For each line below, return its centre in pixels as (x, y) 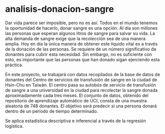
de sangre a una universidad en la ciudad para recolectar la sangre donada (82, 90)
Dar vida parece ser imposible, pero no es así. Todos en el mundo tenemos (82, 23)
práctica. (14, 65)
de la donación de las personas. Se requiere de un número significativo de (81, 49)
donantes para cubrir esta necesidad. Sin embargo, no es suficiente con (79, 54)
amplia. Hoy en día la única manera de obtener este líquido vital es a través (82, 44)
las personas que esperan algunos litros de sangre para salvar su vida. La (80, 33)
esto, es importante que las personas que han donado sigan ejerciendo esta (82, 59)
